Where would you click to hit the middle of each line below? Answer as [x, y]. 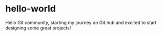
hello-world [31, 9]
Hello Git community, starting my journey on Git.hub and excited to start [81, 22]
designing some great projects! [38, 27]
